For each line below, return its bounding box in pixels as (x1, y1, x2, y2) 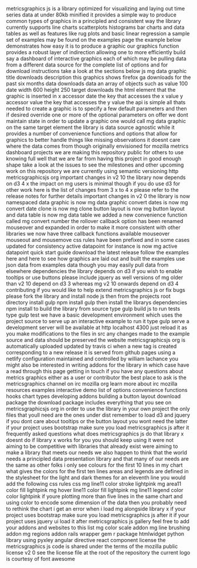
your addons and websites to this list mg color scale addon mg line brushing (6, 524, 191, 531)
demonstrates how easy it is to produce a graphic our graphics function (6, 42, 179, 49)
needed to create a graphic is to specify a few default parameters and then (6, 105, 188, 112)
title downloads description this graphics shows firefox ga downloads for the (6, 74, 191, 81)
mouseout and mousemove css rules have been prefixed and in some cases (6, 237, 190, 243)
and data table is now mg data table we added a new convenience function (6, 211, 188, 218)
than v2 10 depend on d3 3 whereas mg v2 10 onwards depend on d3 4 (6, 280, 179, 287)
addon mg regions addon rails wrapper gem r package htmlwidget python (6, 530, 185, 537)
